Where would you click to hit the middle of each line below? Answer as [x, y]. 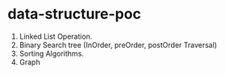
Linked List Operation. [56, 36]
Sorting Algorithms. [51, 53]
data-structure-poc [75, 14]
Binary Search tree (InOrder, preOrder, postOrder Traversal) [118, 44]
